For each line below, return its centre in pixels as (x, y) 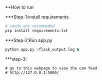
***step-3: (16, 59)
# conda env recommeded (30, 26)
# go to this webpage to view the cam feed (51, 68)
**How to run (19, 7)
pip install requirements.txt (37, 30)
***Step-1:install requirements (37, 17)
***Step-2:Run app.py (29, 40)
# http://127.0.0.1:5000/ (32, 72)
